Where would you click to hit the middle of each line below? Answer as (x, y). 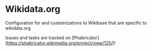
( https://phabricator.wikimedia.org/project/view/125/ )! (60, 43)
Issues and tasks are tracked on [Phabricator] (52, 38)
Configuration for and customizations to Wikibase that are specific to (76, 23)
